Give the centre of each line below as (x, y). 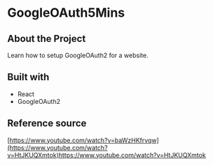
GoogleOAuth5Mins (66, 13)
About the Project (47, 39)
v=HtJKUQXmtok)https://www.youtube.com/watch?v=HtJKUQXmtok (107, 155)
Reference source (47, 123)
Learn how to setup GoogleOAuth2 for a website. (78, 55)
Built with (28, 77)
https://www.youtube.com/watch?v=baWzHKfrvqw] (84, 140)
